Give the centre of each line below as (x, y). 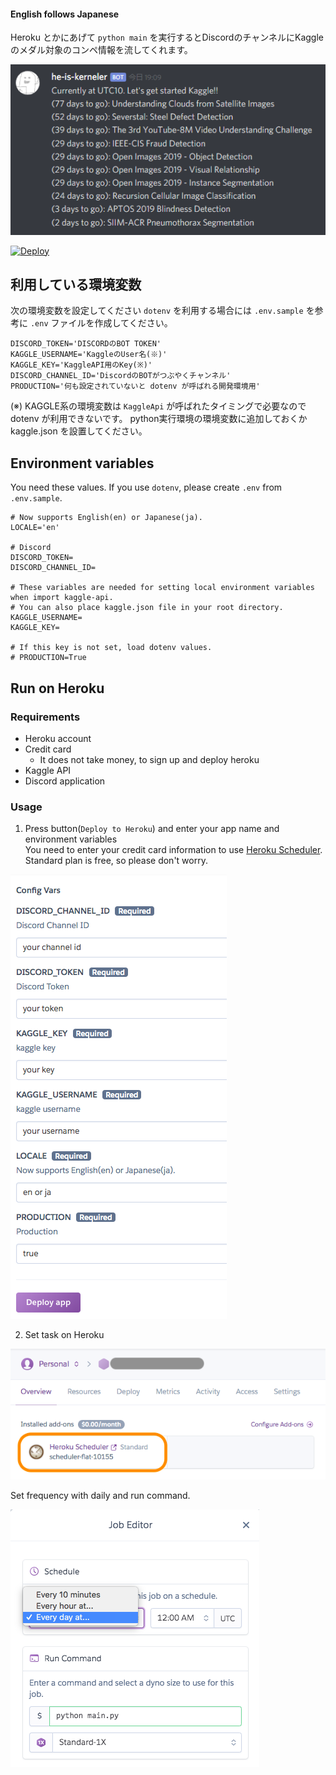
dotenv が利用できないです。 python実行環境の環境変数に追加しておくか (159, 419)
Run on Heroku (57, 688)
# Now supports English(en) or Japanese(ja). (106, 518)
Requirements (45, 717)
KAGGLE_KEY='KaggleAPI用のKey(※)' (81, 365)
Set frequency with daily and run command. (100, 1495)
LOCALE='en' (35, 528)
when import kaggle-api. (62, 598)
